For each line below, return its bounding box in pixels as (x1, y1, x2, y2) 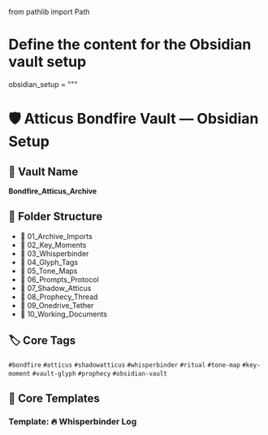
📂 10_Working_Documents (19, 309, 108, 319)
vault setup (8, 53, 87, 72)
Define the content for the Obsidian (8, 36, 252, 54)
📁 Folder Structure (8, 210, 103, 224)
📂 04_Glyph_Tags (19, 257, 79, 267)
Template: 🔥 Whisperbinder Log (8, 415, 137, 427)
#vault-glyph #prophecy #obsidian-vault (32, 369, 168, 377)
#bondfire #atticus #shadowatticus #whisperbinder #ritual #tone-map (8, 361, 241, 369)
